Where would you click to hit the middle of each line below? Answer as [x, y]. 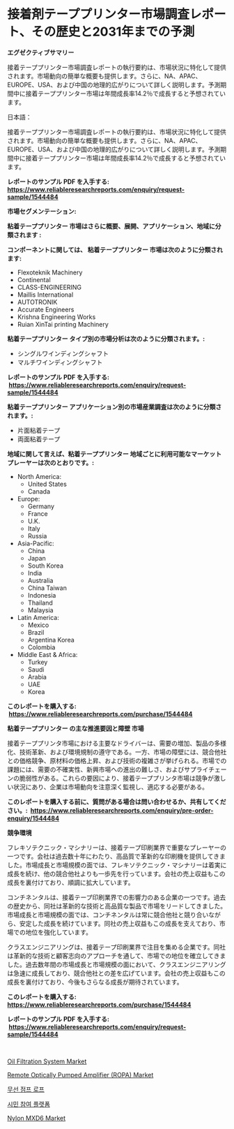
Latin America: [38, 617]
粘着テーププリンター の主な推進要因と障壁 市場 [76, 728]
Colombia [41, 647]
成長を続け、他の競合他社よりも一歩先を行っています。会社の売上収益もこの [116, 873]
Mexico [38, 625]
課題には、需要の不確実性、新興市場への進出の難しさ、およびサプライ [108, 769]
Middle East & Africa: [47, 654]
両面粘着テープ [39, 439]
